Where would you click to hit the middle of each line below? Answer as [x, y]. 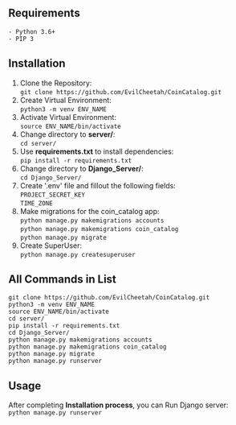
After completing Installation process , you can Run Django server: [118, 405]
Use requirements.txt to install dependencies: [97, 151]
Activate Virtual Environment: [68, 117]
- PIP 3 [21, 39]
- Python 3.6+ [32, 31]
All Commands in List [62, 280]
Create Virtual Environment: [66, 100]
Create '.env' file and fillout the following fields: [98, 185]
